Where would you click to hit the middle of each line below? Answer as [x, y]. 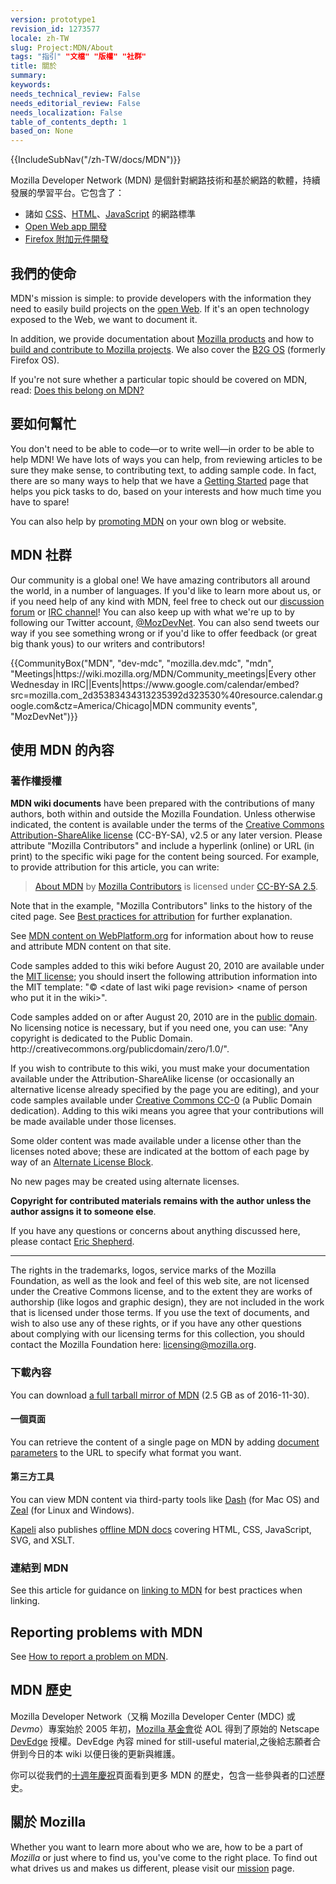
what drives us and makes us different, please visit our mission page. [152, 1868]
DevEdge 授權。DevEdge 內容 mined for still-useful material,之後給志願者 [161, 1741]
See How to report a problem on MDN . [89, 1657]
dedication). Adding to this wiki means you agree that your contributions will [167, 1111]
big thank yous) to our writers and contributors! [107, 643]
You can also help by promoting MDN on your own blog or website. [148, 521]
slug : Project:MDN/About [62, 47]
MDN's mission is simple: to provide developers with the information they [161, 298]
